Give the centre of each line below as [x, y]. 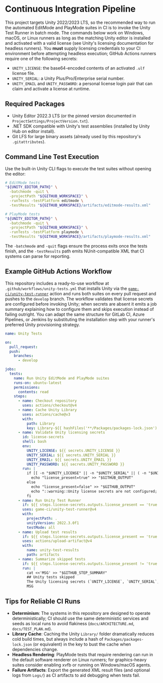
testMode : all [41, 527]
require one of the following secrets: [41, 58]
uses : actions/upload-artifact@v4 [57, 541]
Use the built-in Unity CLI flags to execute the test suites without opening [78, 168]
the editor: [15, 174]
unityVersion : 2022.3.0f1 [53, 523]
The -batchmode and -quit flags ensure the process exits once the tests [76, 246]
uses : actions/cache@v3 [46, 414]
